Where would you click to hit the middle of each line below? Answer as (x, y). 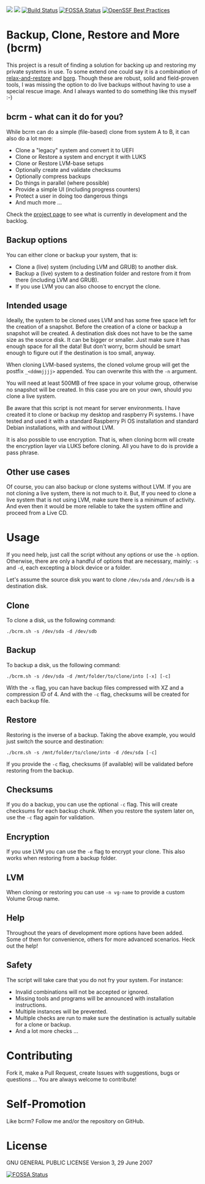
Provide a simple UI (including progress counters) (78, 189)
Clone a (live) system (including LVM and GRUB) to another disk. (96, 266)
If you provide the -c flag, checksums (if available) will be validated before (100, 764)
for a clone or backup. (43, 1024)
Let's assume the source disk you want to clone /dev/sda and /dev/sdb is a (100, 579)
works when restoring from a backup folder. (62, 858)
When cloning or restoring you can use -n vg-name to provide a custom (96, 892)
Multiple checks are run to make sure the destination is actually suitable (106, 1018)
